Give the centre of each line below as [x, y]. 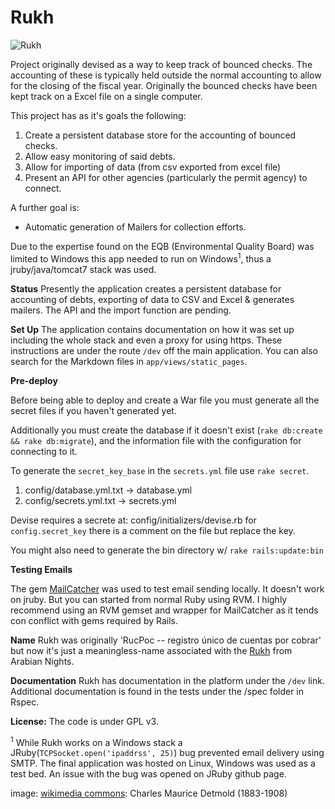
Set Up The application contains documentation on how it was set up [152, 329]
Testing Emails [41, 569]
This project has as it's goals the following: [98, 115]
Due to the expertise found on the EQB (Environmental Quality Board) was [162, 246]
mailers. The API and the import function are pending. [121, 310]
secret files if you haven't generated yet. [93, 410]
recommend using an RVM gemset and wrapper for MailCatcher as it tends [164, 610]
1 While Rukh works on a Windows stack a [96, 741]
